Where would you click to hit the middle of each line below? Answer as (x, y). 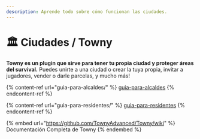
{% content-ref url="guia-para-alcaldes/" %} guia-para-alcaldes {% (90, 87)
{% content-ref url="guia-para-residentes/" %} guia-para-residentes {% (96, 105)
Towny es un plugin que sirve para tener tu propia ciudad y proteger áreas (100, 63)
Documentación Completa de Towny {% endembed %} (74, 129)
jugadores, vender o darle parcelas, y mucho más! (68, 76)
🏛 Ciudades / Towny (59, 42)
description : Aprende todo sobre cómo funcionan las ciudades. (87, 12)
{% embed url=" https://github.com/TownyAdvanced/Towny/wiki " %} (91, 123)
